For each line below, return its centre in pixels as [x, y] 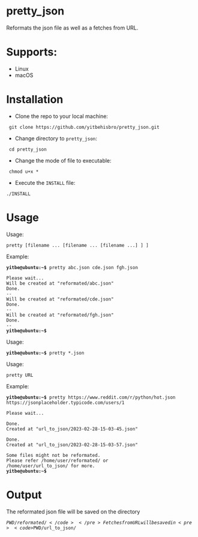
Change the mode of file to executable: [63, 160]
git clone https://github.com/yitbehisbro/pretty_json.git [84, 127]
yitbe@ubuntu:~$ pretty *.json [45, 353]
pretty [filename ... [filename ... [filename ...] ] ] [77, 245]
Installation [35, 100]
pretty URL [20, 375]
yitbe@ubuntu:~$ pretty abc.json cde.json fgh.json [72, 267]
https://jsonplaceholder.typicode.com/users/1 [65, 402]
